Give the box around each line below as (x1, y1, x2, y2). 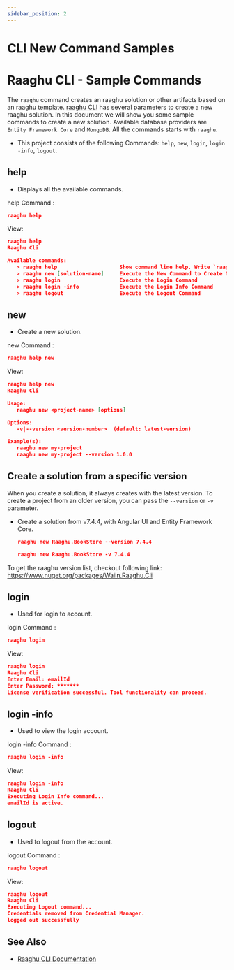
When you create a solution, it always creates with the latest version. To (7, 488, 213, 497)
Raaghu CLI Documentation (17, 955, 96, 963)
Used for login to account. (17, 609, 93, 618)
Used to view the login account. (17, 727, 109, 735)
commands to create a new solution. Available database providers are (7, 117, 208, 126)
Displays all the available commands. (17, 184, 124, 193)
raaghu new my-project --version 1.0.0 (16, 451, 132, 458)
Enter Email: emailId (7, 676, 70, 683)
